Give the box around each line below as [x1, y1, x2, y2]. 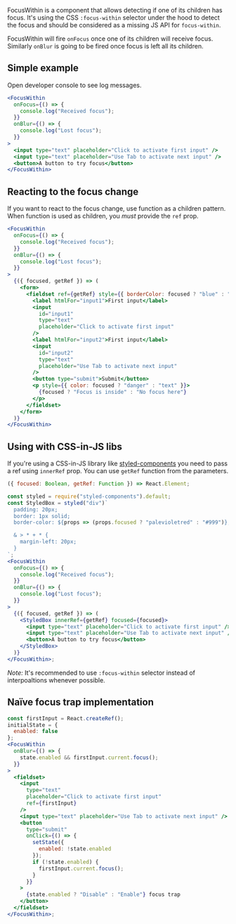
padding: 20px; [13, 506, 58, 513]
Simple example [7, 62, 79, 74]
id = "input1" [38, 310, 74, 317]
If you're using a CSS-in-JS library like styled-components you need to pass [7, 459, 228, 468]
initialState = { [7, 721, 58, 729]
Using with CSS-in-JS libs [7, 440, 123, 452]
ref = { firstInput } [25, 800, 77, 807]
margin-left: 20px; [20, 539, 77, 546]
